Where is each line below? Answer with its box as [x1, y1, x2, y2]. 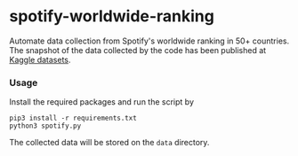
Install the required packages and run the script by [9, 97, 194, 107]
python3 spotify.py [9, 121, 82, 130]
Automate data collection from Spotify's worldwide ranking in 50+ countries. [9, 35, 290, 46]
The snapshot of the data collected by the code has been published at [9, 44, 267, 55]
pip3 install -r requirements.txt [9, 113, 138, 123]
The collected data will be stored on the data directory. [9, 137, 210, 148]
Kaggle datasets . [9, 54, 71, 65]
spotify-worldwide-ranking [9, 6, 215, 27]
